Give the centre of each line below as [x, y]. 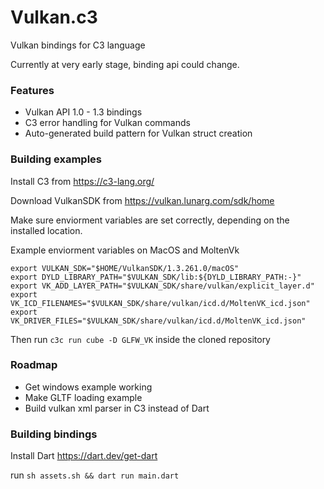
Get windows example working [88, 387]
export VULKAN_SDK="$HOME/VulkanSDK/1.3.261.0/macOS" [125, 268]
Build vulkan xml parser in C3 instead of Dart [117, 408]
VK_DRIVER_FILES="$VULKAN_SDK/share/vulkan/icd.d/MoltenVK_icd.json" [158, 321]
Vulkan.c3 [54, 17]
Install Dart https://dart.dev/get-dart [84, 456]
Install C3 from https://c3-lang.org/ [82, 181]
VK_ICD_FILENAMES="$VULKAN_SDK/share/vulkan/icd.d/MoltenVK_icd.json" [160, 303]
